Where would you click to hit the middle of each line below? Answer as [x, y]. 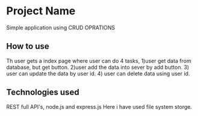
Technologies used [43, 92]
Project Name [41, 11]
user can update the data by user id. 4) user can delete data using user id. [98, 74]
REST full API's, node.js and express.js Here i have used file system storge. [99, 106]
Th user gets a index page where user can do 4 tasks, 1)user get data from [99, 60]
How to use [28, 46]
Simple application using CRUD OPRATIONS [61, 28]
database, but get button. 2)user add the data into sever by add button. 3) [98, 67]
